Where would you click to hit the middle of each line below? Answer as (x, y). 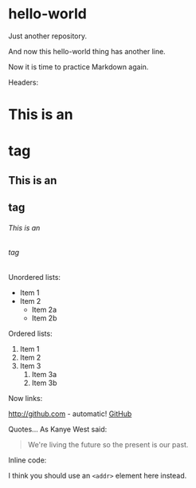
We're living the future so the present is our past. (108, 444)
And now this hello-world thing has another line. (87, 51)
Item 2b (44, 318)
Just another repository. (48, 36)
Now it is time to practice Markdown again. (78, 67)
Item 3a (44, 374)
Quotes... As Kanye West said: (58, 429)
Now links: (25, 398)
